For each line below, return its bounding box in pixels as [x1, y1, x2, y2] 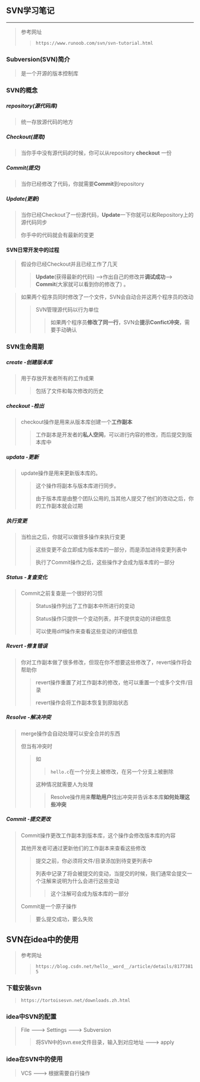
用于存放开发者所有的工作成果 [20, 375, 94, 382]
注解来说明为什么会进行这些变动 [40, 877, 120, 884]
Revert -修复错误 [6, 643, 48, 650]
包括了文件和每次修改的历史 [35, 388, 104, 394]
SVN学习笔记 [6, 5, 55, 16]
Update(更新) [6, 195, 40, 202]
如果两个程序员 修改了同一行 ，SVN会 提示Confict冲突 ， [50, 319, 185, 326]
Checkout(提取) [6, 133, 46, 140]
